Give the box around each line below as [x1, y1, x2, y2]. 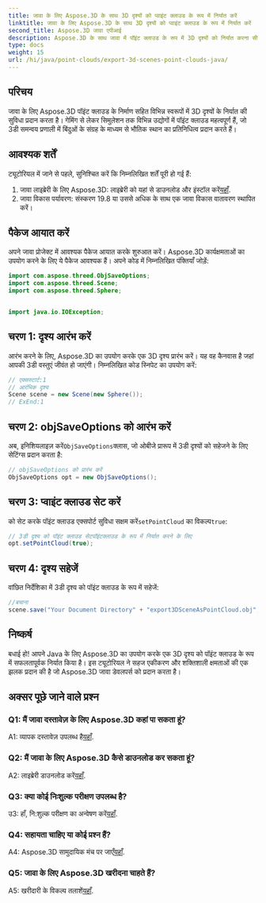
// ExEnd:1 [8, 398, 44, 406]
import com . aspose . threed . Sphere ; [8, 287, 123, 295]
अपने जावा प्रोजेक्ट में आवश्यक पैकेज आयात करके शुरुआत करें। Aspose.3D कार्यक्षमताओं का [8, 247, 245, 257]
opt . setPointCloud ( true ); [8, 539, 93, 548]
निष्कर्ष [8, 628, 32, 642]
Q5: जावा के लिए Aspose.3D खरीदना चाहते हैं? [8, 867, 156, 878]
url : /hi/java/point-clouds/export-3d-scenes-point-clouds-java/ [8, 56, 228, 64]
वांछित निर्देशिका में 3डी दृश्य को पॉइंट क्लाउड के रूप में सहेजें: [8, 583, 160, 592]
